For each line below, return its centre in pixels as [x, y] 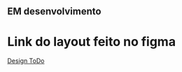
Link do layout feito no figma [92, 42]
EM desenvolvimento [54, 12]
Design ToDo [26, 61]
